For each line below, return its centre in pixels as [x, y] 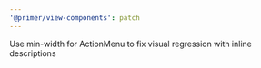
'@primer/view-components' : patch [75, 18]
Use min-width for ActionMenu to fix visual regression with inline [130, 44]
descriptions [33, 53]
